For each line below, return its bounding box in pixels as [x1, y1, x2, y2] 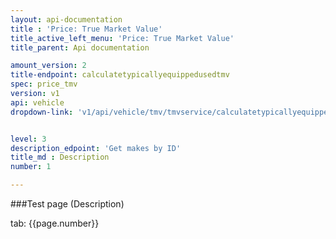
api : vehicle [10, 97, 65, 108]
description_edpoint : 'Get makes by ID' [10, 143, 182, 153]
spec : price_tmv [10, 79, 78, 90]
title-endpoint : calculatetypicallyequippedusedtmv [10, 70, 230, 80]
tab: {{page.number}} [10, 217, 100, 229]
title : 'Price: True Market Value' [10, 24, 163, 34]
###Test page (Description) [10, 198, 125, 210]
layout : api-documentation [10, 14, 123, 25]
